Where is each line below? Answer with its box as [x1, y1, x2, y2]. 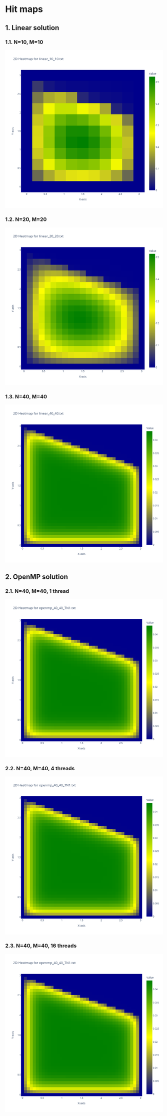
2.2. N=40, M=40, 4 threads [5, 765, 75, 772]
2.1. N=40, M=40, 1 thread [5, 587, 69, 594]
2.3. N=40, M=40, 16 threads [5, 942, 77, 949]
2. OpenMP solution [5, 572, 68, 581]
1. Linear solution [5, 24, 59, 32]
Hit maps [5, 4, 43, 15]
